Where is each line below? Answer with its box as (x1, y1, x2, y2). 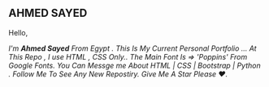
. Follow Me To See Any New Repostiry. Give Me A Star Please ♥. (8, 68, 228, 79)
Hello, (8, 27, 28, 37)
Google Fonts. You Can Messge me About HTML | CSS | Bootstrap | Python (8, 60, 262, 70)
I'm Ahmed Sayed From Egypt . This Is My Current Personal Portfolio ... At (8, 43, 258, 53)
